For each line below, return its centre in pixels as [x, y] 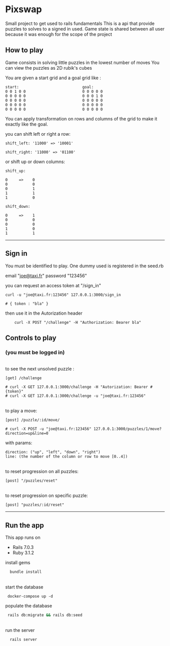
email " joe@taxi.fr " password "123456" [46, 275]
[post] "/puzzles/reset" [31, 481]
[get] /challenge [24, 378]
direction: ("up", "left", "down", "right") [53, 452]
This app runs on [23, 538]
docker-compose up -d [30, 596]
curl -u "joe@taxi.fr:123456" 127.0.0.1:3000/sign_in [63, 295]
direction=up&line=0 [27, 434]
